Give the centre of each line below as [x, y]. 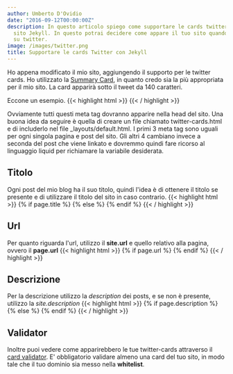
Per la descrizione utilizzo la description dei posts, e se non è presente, [109, 296]
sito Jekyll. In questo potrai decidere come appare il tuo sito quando [121, 33]
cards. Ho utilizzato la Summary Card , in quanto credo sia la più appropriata [115, 79]
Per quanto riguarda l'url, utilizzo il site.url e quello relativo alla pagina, [108, 243]
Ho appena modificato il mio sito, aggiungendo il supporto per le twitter [109, 72]
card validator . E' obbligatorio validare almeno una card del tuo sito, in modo [116, 357]
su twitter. [31, 40]
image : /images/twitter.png [48, 46]
